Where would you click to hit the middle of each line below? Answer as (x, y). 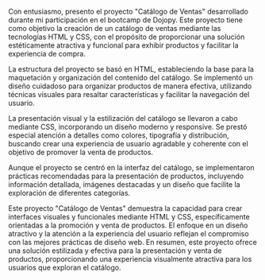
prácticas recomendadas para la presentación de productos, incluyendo (126, 176)
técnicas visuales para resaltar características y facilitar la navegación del (129, 94)
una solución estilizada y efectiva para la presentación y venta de (115, 251)
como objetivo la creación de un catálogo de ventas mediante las (115, 28)
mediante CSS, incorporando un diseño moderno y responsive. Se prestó (128, 127)
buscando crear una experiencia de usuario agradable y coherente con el (128, 144)
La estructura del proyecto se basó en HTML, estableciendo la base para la (131, 69)
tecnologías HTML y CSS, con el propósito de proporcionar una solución (127, 37)
